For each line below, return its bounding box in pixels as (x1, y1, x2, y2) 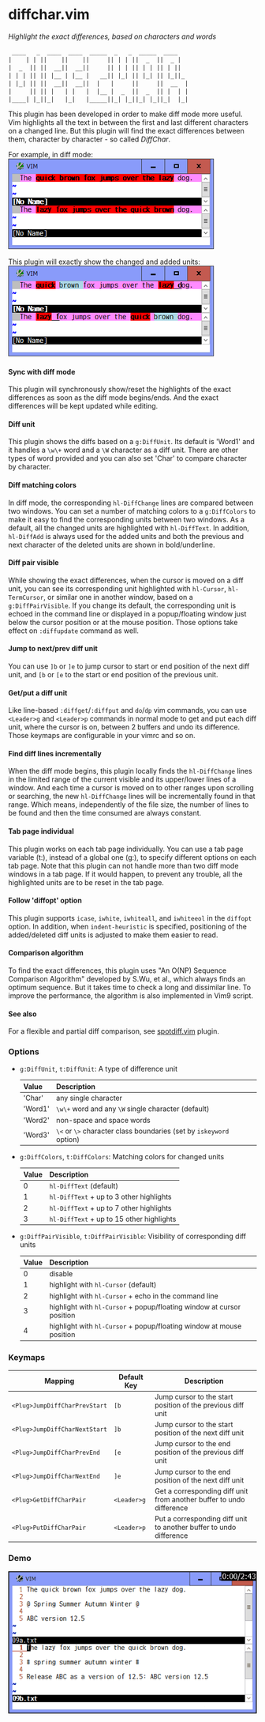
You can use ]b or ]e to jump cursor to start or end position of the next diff (8, 661, 250, 671)
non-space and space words (56, 1115, 151, 1125)
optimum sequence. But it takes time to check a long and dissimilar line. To (8, 982, 251, 992)
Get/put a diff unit (8, 688, 68, 697)
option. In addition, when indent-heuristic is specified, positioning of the (8, 921, 247, 931)
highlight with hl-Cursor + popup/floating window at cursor (49, 1302, 241, 1311)
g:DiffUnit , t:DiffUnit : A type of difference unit (19, 1064, 178, 1074)
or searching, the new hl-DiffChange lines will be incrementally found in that (8, 792, 256, 801)
